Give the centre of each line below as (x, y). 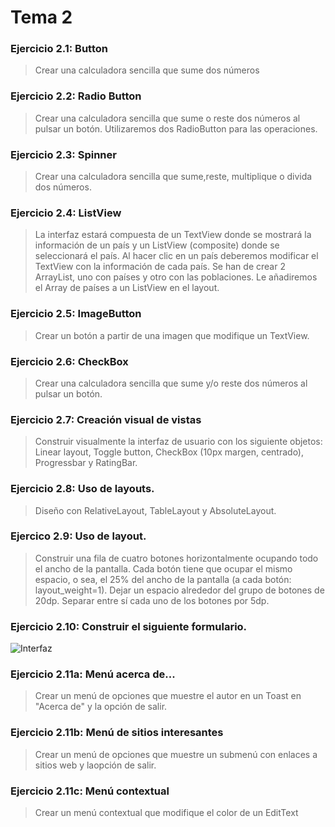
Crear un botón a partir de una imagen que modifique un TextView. (172, 335)
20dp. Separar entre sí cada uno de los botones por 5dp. (152, 600)
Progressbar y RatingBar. (86, 463)
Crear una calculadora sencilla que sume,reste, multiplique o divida (173, 177)
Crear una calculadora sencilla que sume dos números (147, 70)
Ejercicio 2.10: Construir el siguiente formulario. (129, 626)
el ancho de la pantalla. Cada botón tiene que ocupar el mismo (163, 568)
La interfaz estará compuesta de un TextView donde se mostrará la (173, 235)
